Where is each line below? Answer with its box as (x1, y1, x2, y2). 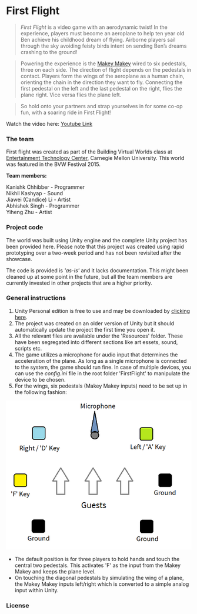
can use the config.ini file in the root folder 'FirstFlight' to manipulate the (14, 369, 190, 377)
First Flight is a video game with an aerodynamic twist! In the (20, 24, 168, 31)
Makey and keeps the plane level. (14, 568, 96, 575)
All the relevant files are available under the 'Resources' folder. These (14, 332, 183, 339)
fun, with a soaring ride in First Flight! (20, 109, 111, 116)
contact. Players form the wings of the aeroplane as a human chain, (20, 72, 185, 79)
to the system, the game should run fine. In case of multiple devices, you (14, 363, 191, 371)
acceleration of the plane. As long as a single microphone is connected (14, 357, 187, 364)
